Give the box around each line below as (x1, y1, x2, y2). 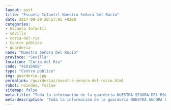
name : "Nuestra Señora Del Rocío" (5, 50, 79, 55)
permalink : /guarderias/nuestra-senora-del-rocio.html (5, 78, 124, 83)
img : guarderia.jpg (5, 74, 47, 79)
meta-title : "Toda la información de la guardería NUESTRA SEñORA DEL (5, 92, 158, 97)
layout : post (5, 7, 33, 13)
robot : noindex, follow (5, 83, 56, 88)
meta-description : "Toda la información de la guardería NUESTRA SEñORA (5, 97, 163, 102)
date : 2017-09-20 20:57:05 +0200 (5, 17, 76, 22)
